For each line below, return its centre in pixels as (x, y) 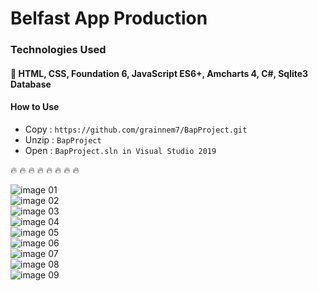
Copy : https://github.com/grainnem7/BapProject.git (136, 129)
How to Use (35, 107)
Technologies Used (58, 50)
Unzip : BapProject (63, 139)
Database (31, 84)
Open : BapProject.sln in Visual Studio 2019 (120, 150)
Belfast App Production (109, 18)
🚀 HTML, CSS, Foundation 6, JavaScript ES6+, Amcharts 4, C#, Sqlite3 (159, 73)
